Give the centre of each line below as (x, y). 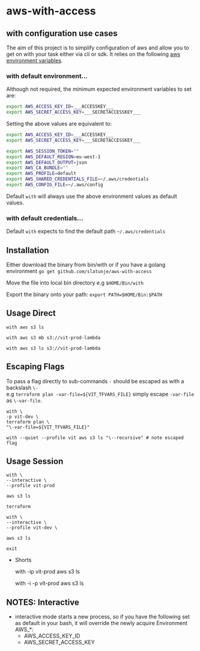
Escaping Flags (35, 367)
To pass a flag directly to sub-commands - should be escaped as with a (95, 381)
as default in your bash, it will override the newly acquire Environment (101, 623)
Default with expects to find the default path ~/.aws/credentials (86, 231)
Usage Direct (31, 313)
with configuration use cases (62, 33)
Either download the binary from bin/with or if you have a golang (86, 265)
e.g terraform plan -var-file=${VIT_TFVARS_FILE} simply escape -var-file (100, 394)
